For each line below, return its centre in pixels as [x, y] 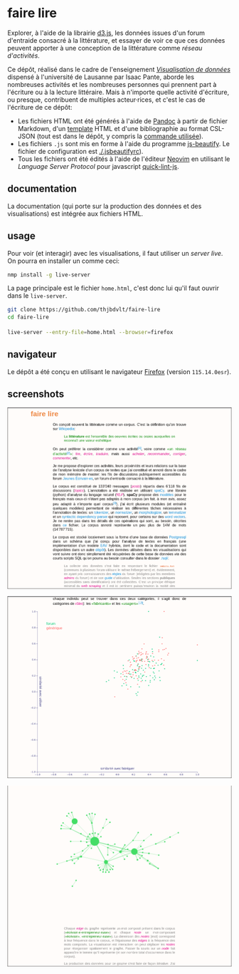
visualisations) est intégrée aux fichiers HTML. [75, 213]
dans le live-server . [37, 296]
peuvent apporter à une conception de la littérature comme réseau [105, 48]
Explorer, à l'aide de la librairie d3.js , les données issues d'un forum [106, 33]
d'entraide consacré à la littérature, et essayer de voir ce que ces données [116, 40]
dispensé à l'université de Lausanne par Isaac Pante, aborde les [101, 77]
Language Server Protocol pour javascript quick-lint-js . [98, 166]
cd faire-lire [28, 317]
